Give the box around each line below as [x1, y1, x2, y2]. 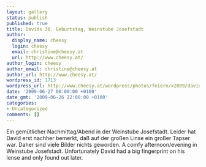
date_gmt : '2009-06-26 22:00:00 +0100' [6, 94, 109, 100]
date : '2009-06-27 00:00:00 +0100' [6, 89, 97, 95]
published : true [6, 20, 48, 26]
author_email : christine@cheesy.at [6, 65, 97, 72]
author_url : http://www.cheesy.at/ [6, 72, 97, 78]
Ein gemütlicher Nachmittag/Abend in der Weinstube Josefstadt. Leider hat [6, 128, 196, 135]
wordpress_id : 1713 [6, 77, 56, 83]
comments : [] [6, 111, 40, 117]
